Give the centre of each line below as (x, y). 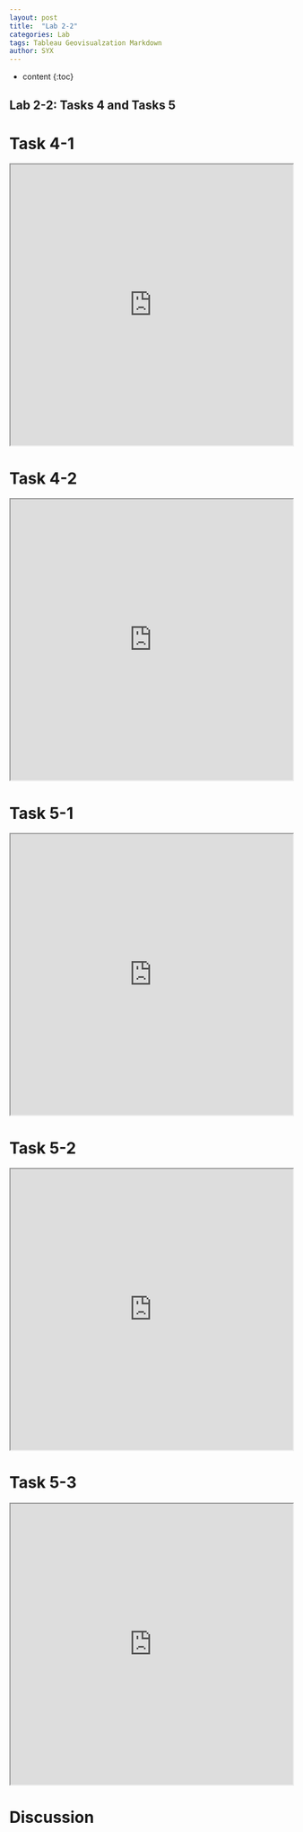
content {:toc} (48, 76)
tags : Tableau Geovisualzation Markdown (86, 43)
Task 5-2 (43, 1148)
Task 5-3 (43, 1483)
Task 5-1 (42, 813)
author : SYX (31, 51)
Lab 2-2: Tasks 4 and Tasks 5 (93, 105)
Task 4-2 (43, 478)
